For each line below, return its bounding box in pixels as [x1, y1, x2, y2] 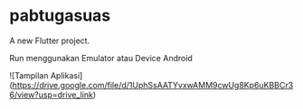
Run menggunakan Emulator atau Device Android [9, 52, 193, 63]
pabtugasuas [9, 5, 111, 26]
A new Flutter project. [9, 35, 90, 46]
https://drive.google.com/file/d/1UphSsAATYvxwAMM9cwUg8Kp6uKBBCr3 [12, 79, 294, 90]
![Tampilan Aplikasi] [9, 69, 83, 81]
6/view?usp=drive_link [9, 89, 93, 100]
